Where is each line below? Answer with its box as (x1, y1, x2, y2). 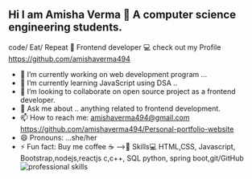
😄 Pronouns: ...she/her (19, 132, 97, 142)
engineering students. (8, 21, 122, 35)
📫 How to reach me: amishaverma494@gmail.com (19, 112, 191, 122)
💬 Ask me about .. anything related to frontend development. (19, 104, 221, 113)
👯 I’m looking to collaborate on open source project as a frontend (19, 86, 236, 96)
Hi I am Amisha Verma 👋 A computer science (8, 8, 236, 22)
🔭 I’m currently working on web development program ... (19, 69, 208, 79)
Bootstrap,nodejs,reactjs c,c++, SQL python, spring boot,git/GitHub (19, 153, 244, 163)
